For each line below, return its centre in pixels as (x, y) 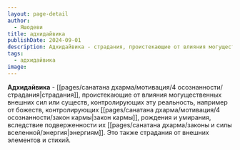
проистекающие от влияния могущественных (152, 95)
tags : (15, 54)
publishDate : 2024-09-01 (44, 41)
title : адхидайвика (36, 34)
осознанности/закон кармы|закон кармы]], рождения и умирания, (109, 117)
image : (17, 67)
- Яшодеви (28, 27)
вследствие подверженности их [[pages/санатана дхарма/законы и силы (120, 124)
